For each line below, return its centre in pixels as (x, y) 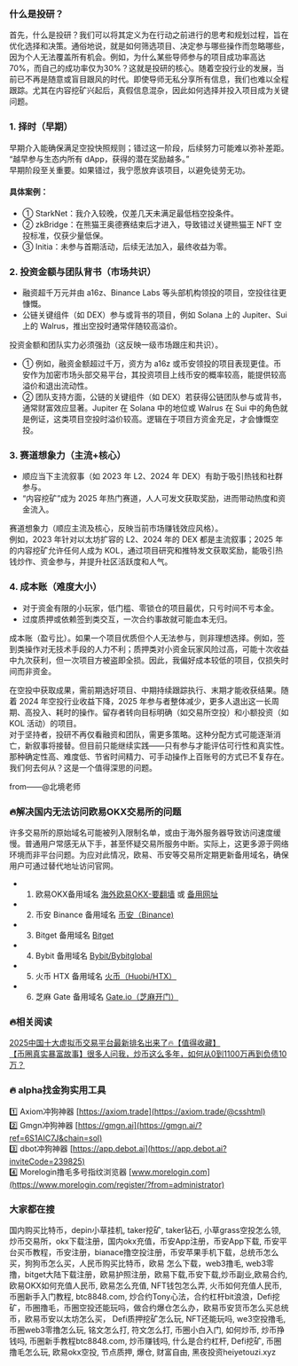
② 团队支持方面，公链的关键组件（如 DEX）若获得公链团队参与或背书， (154, 397)
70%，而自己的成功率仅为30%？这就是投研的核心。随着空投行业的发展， (143, 68)
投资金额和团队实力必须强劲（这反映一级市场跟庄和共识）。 (116, 345)
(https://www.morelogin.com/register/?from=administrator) (117, 1184)
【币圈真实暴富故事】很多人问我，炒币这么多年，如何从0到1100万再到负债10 (148, 1054)
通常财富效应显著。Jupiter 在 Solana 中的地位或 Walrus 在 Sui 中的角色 (151, 408)
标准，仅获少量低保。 (69, 235)
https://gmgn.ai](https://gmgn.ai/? (140, 1125)
